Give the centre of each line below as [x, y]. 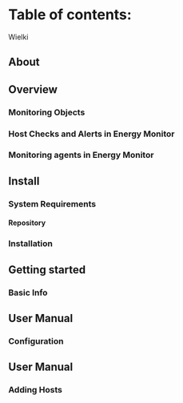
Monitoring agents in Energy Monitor [81, 155]
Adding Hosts [35, 390]
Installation [31, 244]
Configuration [36, 341]
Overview [33, 89]
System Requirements [52, 204]
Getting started [47, 270]
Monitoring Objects [47, 112]
